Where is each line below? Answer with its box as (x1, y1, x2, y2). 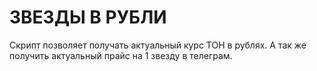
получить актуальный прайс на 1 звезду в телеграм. (9, 49, 233, 61)
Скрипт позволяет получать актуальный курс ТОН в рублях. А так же (9, 39, 307, 51)
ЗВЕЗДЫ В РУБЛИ (9, 6, 167, 29)
